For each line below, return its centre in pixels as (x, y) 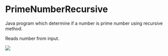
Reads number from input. (32, 38)
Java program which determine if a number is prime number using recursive (84, 23)
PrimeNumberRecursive (57, 9)
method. (14, 28)
